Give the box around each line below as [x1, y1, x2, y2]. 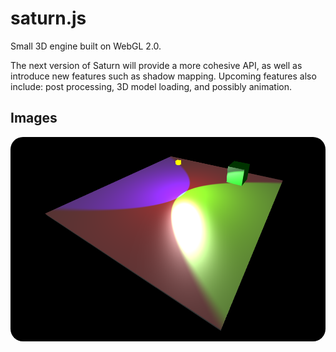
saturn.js [10, 7, 87, 30]
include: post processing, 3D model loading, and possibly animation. [10, 80, 292, 92]
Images [10, 110, 58, 127]
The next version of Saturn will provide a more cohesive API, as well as [10, 59, 303, 71]
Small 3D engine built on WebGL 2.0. [10, 40, 162, 52]
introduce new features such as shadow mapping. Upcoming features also [10, 70, 317, 82]
